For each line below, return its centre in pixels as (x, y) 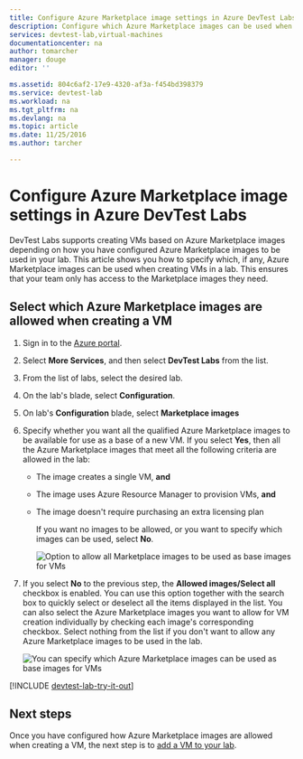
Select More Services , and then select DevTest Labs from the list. (145, 360)
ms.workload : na (40, 101)
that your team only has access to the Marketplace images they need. (139, 278)
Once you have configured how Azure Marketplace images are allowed (141, 736)
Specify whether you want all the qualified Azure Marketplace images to (156, 430)
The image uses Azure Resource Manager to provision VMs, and (156, 494)
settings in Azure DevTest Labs (129, 216)
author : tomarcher (44, 52)
